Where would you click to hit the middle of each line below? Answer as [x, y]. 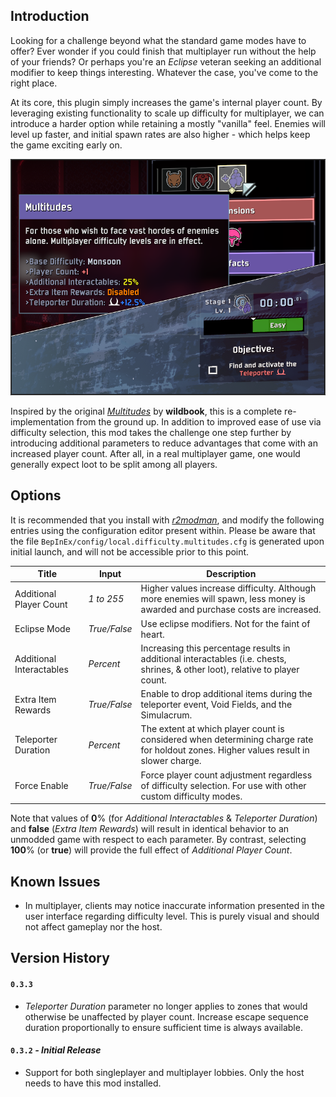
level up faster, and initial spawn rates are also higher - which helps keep [160, 134]
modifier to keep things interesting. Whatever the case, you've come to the [164, 72]
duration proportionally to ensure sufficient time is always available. [163, 1027]
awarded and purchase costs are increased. [231, 610]
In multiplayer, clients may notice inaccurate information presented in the [174, 905]
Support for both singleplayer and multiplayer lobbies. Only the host [164, 1072]
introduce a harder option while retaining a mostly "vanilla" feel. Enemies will [168, 123]
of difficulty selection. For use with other [223, 785]
